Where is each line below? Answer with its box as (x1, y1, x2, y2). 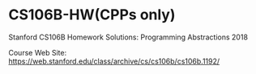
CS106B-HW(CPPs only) (8, 6, 176, 24)
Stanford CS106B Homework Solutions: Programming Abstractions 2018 (8, 32, 249, 42)
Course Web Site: (8, 47, 67, 57)
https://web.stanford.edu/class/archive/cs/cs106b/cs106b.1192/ (8, 56, 220, 66)
